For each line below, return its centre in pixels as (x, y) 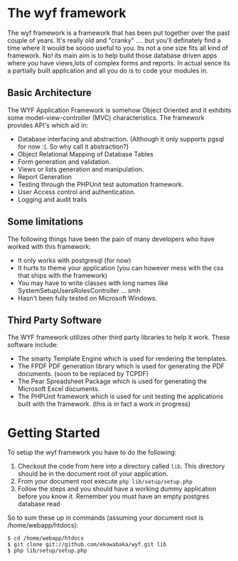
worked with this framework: (49, 246)
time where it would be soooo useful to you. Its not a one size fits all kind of (118, 48)
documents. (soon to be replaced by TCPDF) (83, 374)
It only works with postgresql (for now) (74, 260)
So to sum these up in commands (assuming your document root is (106, 518)
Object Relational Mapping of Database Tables (86, 154)
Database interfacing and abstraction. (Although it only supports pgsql (121, 139)
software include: (33, 345)
